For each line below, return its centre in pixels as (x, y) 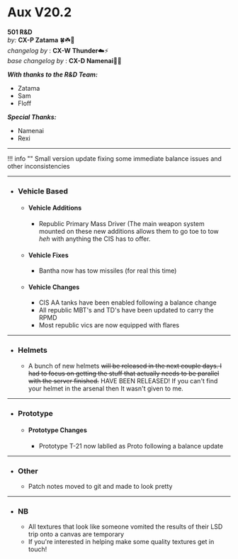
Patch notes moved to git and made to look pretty (100, 487)
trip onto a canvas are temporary (76, 534)
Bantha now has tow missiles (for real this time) (108, 271)
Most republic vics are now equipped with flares (109, 325)
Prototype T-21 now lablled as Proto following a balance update (131, 446)
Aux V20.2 (40, 12)
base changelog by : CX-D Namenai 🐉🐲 (64, 60)
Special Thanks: (32, 117)
